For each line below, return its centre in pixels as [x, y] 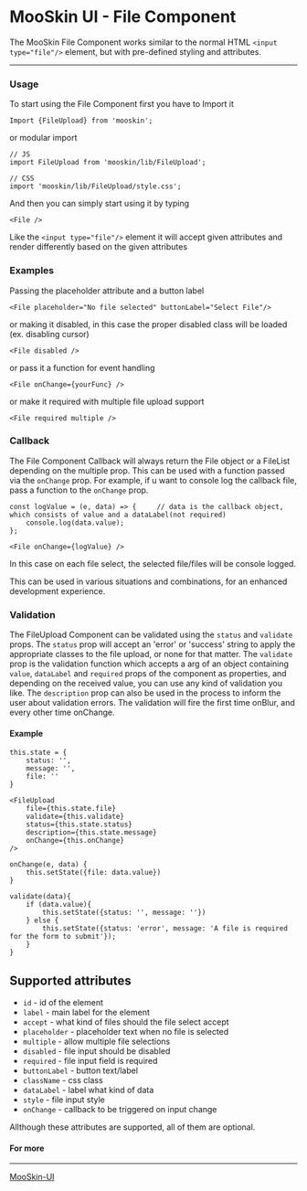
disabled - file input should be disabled [96, 1051]
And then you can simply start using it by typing [100, 204]
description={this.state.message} [91, 833]
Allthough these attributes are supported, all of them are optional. [132, 1127]
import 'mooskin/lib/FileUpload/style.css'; [95, 186]
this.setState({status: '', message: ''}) [124, 913]
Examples [32, 271]
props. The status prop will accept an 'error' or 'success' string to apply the [153, 644]
